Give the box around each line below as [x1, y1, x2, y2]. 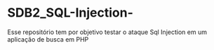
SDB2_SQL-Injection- [7, 5, 133, 21]
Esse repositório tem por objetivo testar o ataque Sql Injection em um [7, 28, 207, 36]
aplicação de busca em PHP [7, 35, 89, 43]
